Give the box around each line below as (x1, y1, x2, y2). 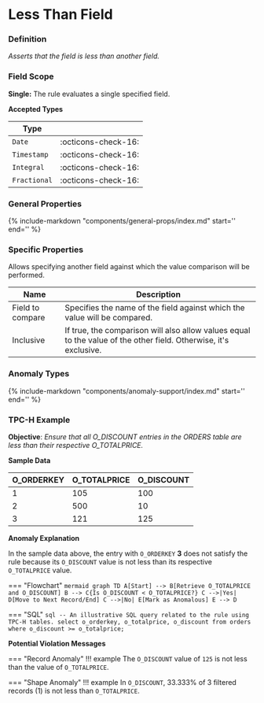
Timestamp (12, 150, 49, 159)
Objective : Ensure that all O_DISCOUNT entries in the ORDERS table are (8, 431, 242, 442)
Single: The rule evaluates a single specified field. (8, 89, 170, 98)
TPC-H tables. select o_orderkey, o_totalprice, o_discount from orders (8, 618, 251, 626)
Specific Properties (8, 244, 84, 255)
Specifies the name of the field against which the (64, 302, 245, 313)
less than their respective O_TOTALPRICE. (8, 440, 144, 450)
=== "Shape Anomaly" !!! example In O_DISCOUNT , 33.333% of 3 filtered (8, 677, 237, 686)
